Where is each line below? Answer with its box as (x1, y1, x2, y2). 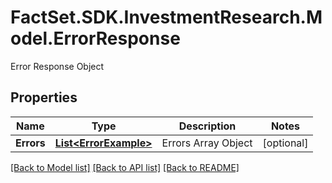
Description (178, 119, 237, 133)
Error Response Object (10, 60, 105, 72)
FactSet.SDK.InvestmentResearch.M (10, 6, 323, 29)
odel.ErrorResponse (10, 27, 181, 50)
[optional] (262, 136, 309, 150)
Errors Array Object (161, 136, 253, 150)
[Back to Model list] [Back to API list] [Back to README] (10, 161, 240, 173)
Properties (10, 89, 78, 106)
